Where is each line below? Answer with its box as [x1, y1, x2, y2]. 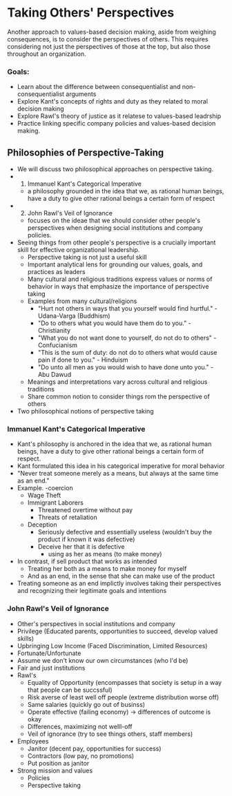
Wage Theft [27, 492, 61, 500]
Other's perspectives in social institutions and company [17, 619, 176, 628]
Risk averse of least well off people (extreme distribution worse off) [27, 692, 220, 701]
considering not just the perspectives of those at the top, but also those [7, 42, 211, 50]
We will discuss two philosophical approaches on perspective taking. [17, 165, 214, 173]
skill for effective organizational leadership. [17, 246, 140, 254]
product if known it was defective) [37, 535, 135, 543]
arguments [65, 90, 97, 98]
